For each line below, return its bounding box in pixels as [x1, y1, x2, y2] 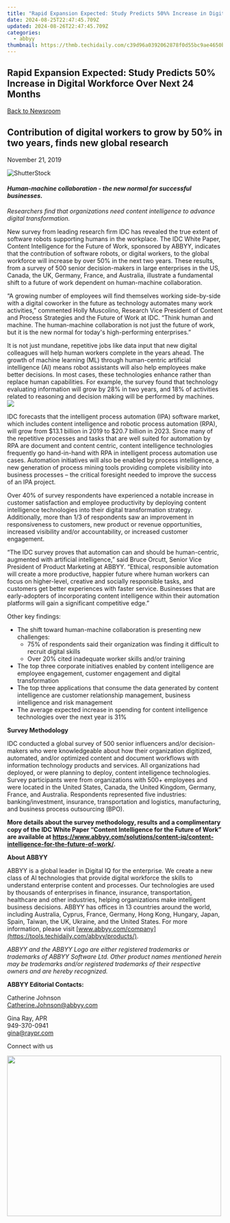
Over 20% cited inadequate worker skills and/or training [27, 655, 186, 663]
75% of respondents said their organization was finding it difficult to [27, 640, 219, 648]
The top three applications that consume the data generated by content [16, 683, 219, 692]
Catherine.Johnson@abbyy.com [7, 1000, 98, 1009]
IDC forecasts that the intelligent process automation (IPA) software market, [7, 412, 220, 420]
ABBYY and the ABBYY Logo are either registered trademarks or [7, 945, 190, 953]
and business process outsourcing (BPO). [7, 805, 125, 813]
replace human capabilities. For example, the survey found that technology [7, 377, 218, 386]
